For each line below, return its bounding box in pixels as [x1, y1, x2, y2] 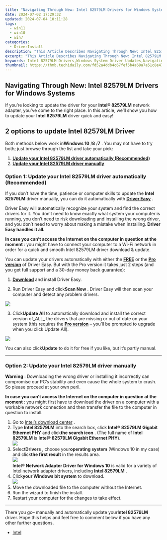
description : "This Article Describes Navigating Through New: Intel [5, 49, 153, 54]
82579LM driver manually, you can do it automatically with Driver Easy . [5, 196, 154, 202]
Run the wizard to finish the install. [12, 490, 83, 496]
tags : [5, 21, 16, 26]
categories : [5, 40, 30, 45]
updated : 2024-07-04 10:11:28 [5, 16, 68, 21]
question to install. [5, 410, 43, 416]
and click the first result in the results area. [12, 451, 100, 457]
